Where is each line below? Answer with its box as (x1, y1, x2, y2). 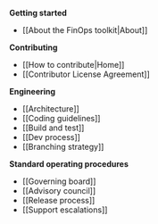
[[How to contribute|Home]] (21, 60, 125, 70)
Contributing (9, 42, 58, 53)
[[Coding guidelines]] (21, 113, 101, 123)
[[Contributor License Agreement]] (21, 69, 150, 79)
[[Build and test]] (21, 122, 85, 133)
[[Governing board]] (21, 176, 96, 187)
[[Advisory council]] (21, 186, 96, 195)
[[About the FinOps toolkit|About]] (21, 25, 148, 35)
